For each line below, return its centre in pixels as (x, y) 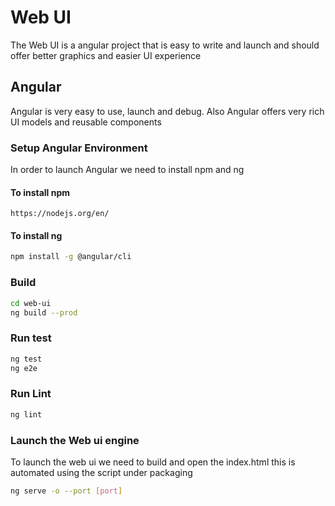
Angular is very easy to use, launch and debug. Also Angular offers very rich (167, 111)
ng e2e (24, 368)
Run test (31, 338)
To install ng (36, 235)
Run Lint (31, 394)
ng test (26, 359)
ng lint (26, 414)
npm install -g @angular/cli (71, 257)
